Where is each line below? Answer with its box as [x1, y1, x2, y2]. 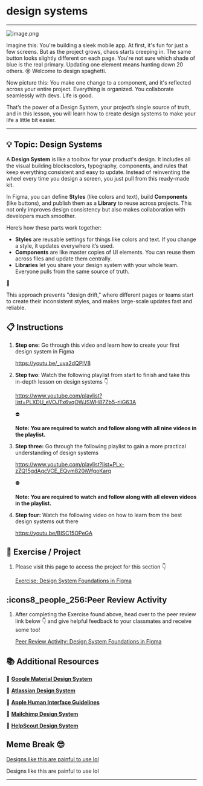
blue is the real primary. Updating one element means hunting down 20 [6, 60, 184, 68]
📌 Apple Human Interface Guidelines [6, 699, 100, 706]
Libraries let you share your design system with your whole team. [14, 261, 179, 268]
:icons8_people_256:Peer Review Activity [6, 594, 167, 605]
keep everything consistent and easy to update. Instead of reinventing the [6, 168, 190, 176]
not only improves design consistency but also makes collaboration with [6, 205, 185, 213]
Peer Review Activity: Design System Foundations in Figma [14, 638, 162, 645]
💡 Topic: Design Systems [6, 140, 103, 150]
